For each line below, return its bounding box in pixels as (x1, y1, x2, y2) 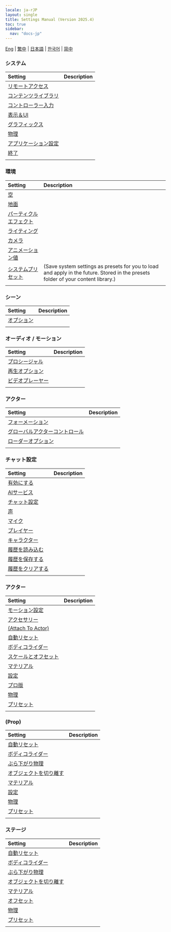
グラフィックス (8, 121, 44, 128)
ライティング (8, 227, 38, 234)
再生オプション (8, 368, 44, 375)
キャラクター (8, 536, 39, 543)
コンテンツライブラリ (8, 92, 60, 99)
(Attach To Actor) (8, 625, 49, 632)
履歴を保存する (8, 556, 44, 563)
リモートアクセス (8, 83, 49, 90)
